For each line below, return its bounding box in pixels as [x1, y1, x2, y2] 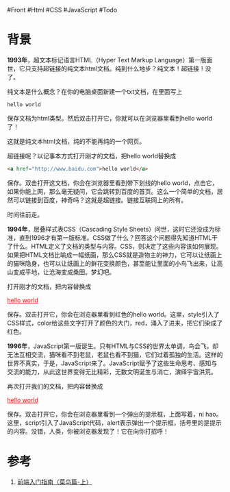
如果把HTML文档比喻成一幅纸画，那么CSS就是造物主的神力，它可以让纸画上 [7, 250, 222, 259]
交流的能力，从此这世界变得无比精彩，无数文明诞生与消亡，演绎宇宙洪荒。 [7, 367, 217, 376]
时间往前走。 [7, 210, 43, 219]
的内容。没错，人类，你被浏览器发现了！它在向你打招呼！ [7, 427, 169, 435]
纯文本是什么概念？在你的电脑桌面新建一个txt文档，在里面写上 [7, 87, 183, 95]
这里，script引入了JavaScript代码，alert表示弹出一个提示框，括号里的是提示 [7, 418, 222, 427]
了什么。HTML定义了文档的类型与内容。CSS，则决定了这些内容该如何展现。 [7, 242, 222, 250]
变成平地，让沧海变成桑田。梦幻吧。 [12, 267, 115, 276]
